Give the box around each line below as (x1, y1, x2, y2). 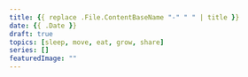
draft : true (9, 29, 53, 38)
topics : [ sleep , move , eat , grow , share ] (9, 37, 165, 47)
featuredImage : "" (9, 54, 77, 63)
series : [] (9, 46, 50, 55)
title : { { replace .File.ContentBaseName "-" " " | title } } (9, 12, 240, 22)
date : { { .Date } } (9, 21, 77, 30)
